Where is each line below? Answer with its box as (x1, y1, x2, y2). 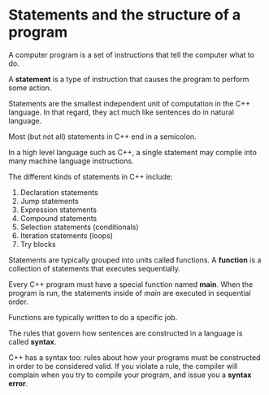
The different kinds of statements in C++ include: (8, 171, 173, 181)
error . (8, 378, 28, 388)
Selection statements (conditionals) (20, 222, 139, 232)
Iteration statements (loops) (20, 230, 114, 241)
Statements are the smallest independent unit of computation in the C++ (8, 98, 250, 108)
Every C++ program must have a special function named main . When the (8, 279, 254, 289)
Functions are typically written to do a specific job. (8, 312, 178, 322)
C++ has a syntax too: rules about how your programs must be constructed (8, 352, 261, 362)
